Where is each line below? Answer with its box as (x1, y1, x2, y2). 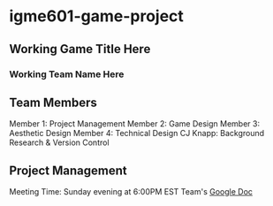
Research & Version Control (9, 137, 110, 148)
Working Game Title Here (9, 42, 151, 57)
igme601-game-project (9, 6, 184, 27)
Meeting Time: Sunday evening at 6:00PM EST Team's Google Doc (9, 187, 254, 197)
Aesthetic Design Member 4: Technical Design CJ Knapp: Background (9, 128, 265, 139)
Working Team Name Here (9, 68, 125, 80)
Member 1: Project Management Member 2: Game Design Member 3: (9, 118, 261, 129)
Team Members (9, 95, 97, 110)
